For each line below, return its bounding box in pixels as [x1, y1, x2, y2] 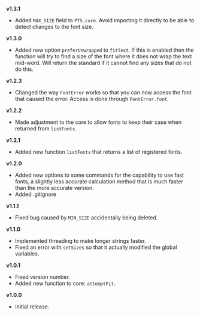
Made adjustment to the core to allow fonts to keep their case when [14, 118, 181, 126]
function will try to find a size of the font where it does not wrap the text [14, 53, 192, 60]
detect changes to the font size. [14, 23, 94, 30]
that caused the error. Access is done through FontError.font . [14, 96, 169, 102]
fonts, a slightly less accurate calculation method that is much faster [14, 178, 184, 185]
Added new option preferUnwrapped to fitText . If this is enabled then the [14, 46, 194, 54]
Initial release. [14, 303, 50, 310]
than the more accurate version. [14, 185, 94, 191]
